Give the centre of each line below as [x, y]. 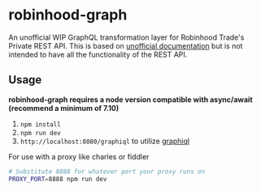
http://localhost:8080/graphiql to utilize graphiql [104, 141]
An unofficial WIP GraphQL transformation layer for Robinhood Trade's [126, 37]
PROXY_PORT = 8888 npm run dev [58, 179]
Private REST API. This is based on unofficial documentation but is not [126, 45]
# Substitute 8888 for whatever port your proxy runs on [107, 172]
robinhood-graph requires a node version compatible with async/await [131, 100]
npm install [40, 124]
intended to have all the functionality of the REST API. [98, 54]
